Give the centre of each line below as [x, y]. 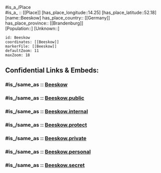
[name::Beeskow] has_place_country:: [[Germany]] [57, 18]
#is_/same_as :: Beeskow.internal [47, 111]
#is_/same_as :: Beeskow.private [46, 138]
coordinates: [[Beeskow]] [32, 42]
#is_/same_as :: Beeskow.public [45, 98]
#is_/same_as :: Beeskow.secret [45, 165]
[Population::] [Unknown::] [32, 28]
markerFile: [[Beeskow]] [31, 46]
